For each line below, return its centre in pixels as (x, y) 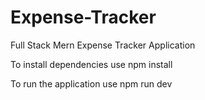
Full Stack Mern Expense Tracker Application (103, 45)
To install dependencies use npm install (91, 64)
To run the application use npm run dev (91, 83)
